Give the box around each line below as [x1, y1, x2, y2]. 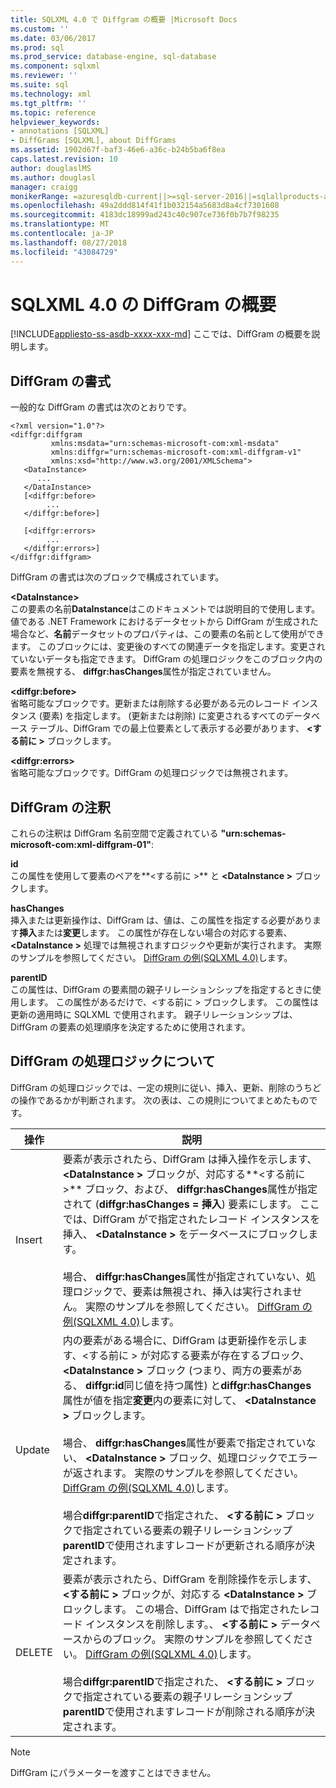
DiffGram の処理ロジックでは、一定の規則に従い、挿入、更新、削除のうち [10, 1081, 313, 1093]
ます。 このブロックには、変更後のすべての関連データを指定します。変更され [10, 641, 326, 653]
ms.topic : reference [10, 107, 97, 118]
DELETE [15, 1645, 53, 1659]
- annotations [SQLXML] [10, 126, 110, 136]
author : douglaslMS [10, 163, 92, 173]
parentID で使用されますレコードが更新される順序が [62, 1538, 305, 1552]
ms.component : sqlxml [10, 61, 101, 71]
